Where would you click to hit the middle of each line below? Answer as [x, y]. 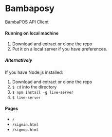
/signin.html [25, 125]
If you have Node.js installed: [34, 72]
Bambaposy [30, 9]
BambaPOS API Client [27, 22]
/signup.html [25, 130]
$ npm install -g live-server [43, 93]
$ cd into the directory [34, 87]
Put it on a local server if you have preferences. [60, 49]
